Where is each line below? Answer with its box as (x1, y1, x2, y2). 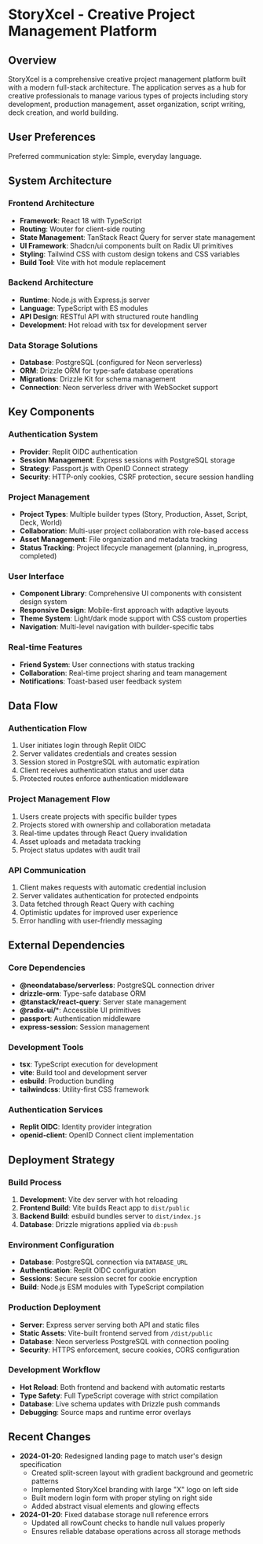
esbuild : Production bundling (19, 1076, 115, 1085)
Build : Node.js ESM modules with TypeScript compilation (19, 1282, 204, 1292)
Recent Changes (8, 1430, 92, 1444)
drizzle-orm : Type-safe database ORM (19, 989, 147, 998)
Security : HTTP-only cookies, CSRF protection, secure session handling (19, 472, 254, 481)
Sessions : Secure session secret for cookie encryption (19, 1274, 198, 1284)
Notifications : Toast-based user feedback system (19, 676, 182, 686)
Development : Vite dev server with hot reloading (19, 1194, 178, 1204)
